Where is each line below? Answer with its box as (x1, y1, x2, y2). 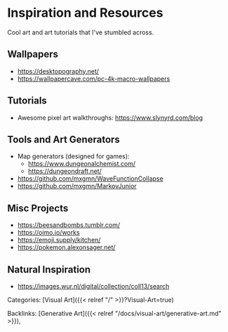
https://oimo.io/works (17, 228, 80, 237)
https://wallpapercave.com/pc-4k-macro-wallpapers (17, 74, 170, 83)
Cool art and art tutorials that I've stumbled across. (7, 28, 154, 36)
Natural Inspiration (7, 263, 91, 275)
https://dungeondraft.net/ (27, 167, 102, 176)
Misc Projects (7, 202, 69, 214)
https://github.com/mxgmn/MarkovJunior (17, 182, 137, 191)
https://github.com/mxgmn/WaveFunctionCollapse (17, 174, 163, 183)
